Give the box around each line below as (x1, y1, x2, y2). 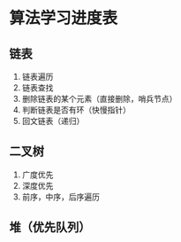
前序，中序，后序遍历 (21, 191, 100, 202)
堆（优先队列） (9, 220, 91, 235)
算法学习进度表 (9, 8, 118, 28)
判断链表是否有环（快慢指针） (21, 105, 131, 115)
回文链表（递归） (21, 116, 85, 126)
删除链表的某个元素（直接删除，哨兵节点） (21, 94, 177, 104)
